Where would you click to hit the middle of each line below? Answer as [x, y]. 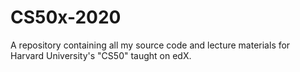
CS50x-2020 [66, 17]
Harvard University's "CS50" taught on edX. [101, 55]
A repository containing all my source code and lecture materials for [150, 45]
